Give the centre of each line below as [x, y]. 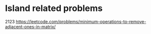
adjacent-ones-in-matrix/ [30, 26]
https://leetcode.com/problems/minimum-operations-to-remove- [81, 22]
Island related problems [54, 8]
